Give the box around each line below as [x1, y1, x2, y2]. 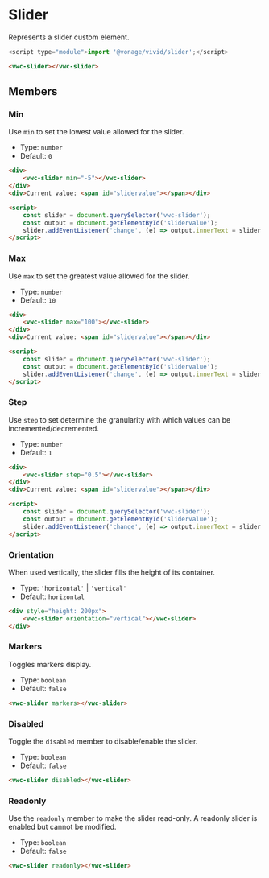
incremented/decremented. [8, 423, 99, 433]
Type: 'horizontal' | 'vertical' [19, 583, 127, 592]
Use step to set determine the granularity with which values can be [8, 414, 231, 424]
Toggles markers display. [8, 659, 92, 669]
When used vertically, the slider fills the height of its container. [8, 567, 216, 577]
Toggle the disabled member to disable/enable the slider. [8, 736, 198, 746]
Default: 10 [19, 295, 56, 305]
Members [8, 85, 58, 98]
